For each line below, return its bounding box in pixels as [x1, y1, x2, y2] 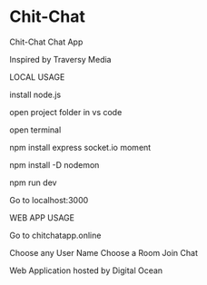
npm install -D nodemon [9, 159, 100, 170]
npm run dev [9, 177, 57, 188]
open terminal [9, 124, 62, 135]
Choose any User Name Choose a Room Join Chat [9, 247, 198, 258]
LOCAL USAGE [9, 71, 65, 83]
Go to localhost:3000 [9, 194, 89, 205]
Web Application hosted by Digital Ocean [9, 265, 163, 276]
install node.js [9, 89, 62, 100]
